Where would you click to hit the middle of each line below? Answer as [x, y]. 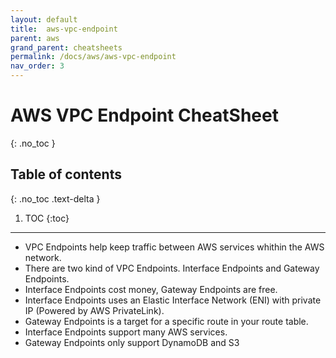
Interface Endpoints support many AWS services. [126, 332]
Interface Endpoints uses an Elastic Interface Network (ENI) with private [173, 300]
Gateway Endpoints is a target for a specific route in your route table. [166, 321]
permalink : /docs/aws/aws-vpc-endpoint [93, 57]
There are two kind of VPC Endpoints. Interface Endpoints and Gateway [172, 268]
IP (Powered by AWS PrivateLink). [94, 310]
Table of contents [66, 174]
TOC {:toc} [47, 218]
